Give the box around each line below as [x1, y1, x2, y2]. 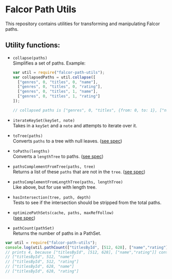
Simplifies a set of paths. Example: [12, 60, 86, 66]
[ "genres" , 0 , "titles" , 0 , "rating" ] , [17, 84, 103, 89]
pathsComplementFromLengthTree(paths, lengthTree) [12, 180, 123, 185]
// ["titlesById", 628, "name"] [5, 264, 74, 269]
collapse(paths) [12, 55, 48, 61]
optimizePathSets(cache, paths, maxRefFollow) [12, 210, 114, 215]
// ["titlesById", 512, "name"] [5, 254, 74, 260]
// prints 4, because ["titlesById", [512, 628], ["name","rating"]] [5, 250, 157, 255]
